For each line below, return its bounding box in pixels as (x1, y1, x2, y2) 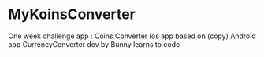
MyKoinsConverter (8, 5, 136, 23)
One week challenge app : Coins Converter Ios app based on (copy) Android (8, 31, 256, 41)
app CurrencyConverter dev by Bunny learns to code (8, 39, 180, 48)
